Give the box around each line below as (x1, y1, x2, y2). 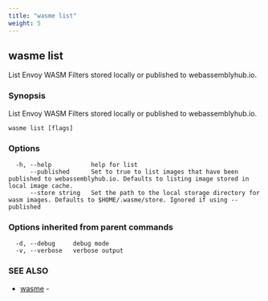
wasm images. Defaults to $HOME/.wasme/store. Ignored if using (8, 196, 228, 204)
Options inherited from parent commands (8, 222, 174, 233)
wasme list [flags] (8, 124, 74, 132)
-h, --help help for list (15, 161, 138, 169)
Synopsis (8, 90, 46, 101)
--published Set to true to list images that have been (29, 168, 239, 176)
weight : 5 (8, 19, 42, 27)
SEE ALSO (8, 266, 49, 277)
